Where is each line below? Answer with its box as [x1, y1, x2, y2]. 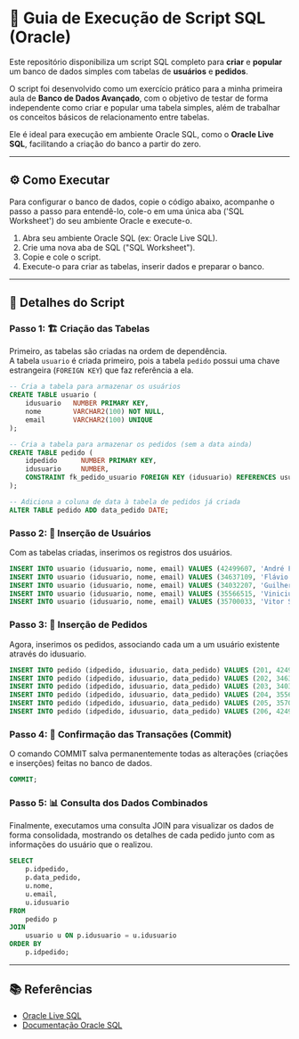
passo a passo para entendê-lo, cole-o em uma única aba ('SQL [9, 205, 245, 217]
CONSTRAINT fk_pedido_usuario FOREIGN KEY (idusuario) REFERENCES [25, 473, 277, 482]
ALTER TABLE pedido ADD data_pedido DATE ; [9, 506, 169, 515]
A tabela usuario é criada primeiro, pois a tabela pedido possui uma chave [9, 356, 280, 367]
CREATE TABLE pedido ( [9, 448, 93, 458]
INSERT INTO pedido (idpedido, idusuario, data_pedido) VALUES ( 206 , [9, 707, 273, 716]
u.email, [25, 889, 58, 899]
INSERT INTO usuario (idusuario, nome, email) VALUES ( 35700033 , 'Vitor [9, 598, 285, 606]
